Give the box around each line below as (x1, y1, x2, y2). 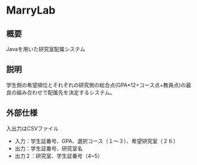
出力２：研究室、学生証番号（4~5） (14, 152, 103, 159)
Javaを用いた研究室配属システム (6, 46, 85, 52)
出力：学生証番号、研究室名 (14, 145, 83, 152)
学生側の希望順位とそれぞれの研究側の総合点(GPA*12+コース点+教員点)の (6, 81, 186, 88)
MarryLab (6, 4, 56, 17)
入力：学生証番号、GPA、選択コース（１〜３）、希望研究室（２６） (14, 137, 179, 144)
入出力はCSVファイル (6, 125, 59, 132)
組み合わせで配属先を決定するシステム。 (16, 88, 116, 96)
